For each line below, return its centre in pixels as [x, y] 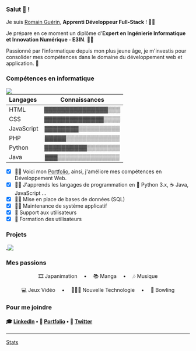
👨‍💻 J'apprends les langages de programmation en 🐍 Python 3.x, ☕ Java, [101, 184]
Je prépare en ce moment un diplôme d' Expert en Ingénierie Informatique [96, 33]
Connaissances [82, 99]
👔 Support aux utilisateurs [45, 212]
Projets [17, 235]
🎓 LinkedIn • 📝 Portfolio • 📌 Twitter [49, 322]
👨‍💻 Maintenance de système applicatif [61, 206]
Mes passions [26, 263]
